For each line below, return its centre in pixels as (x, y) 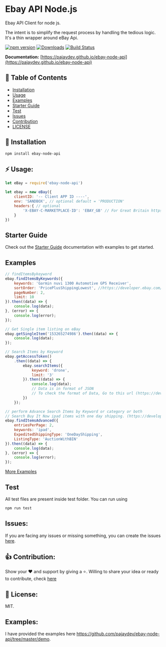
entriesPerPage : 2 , (34, 425)
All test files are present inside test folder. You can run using (66, 499)
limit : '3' (43, 375)
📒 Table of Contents (36, 78)
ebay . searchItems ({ (43, 366)
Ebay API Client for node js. (33, 23)
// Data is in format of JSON (62, 389)
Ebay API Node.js (41, 9)
